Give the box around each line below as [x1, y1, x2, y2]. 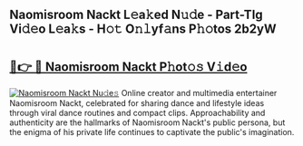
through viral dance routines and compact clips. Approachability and [9, 108, 266, 118]
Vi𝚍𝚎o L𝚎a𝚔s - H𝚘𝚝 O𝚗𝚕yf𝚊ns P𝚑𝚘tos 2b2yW [9, 22, 277, 37]
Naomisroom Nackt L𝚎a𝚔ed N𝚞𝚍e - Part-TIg [9, 7, 263, 23]
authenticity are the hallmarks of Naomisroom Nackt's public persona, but [9, 117, 286, 128]
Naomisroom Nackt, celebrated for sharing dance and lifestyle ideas [9, 98, 265, 108]
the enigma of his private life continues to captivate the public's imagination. [9, 127, 295, 137]
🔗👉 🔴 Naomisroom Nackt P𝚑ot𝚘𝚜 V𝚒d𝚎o [9, 59, 248, 74]
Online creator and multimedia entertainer [121, 88, 278, 98]
